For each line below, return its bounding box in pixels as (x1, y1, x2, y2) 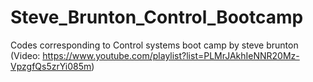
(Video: (10, 49, 41, 61)
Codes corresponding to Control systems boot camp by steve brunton (10, 39, 299, 51)
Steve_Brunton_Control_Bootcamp (10, 6, 304, 29)
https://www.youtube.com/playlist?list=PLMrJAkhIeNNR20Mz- (42, 49, 300, 61)
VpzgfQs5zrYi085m (10, 60, 92, 72)
